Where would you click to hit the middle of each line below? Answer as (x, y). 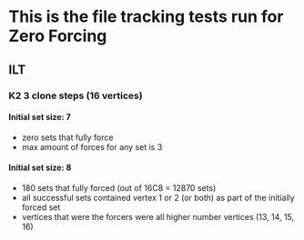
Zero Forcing (58, 36)
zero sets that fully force (67, 137)
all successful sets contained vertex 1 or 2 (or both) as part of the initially (158, 197)
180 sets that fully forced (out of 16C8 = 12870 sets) (119, 187)
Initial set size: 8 (40, 168)
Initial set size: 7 (40, 117)
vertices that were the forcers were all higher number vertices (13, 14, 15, (158, 216)
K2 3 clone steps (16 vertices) (76, 95)
